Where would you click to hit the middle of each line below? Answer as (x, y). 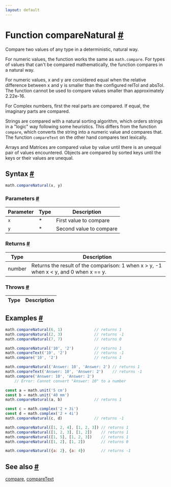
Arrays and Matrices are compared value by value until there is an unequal (83, 147)
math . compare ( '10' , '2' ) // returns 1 (64, 358)
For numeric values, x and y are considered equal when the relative (76, 80)
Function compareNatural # (64, 35)
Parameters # (22, 199)
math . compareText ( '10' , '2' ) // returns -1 (65, 353)
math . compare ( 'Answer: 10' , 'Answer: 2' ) (50, 376)
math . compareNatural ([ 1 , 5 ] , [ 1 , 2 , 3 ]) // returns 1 (67, 437)
